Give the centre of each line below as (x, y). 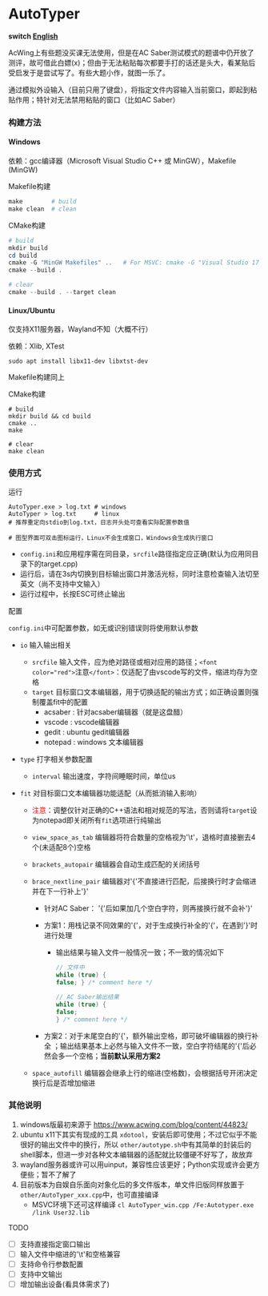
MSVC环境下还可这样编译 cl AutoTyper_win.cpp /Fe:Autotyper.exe (143, 1204)
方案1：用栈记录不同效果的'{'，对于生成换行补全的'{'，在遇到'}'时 (151, 925)
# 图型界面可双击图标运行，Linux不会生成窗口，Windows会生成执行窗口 (111, 538)
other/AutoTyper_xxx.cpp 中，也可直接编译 (89, 1194)
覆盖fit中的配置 (63, 702)
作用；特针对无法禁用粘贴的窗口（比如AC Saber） (97, 99)
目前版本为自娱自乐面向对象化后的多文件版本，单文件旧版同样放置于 (132, 1184)
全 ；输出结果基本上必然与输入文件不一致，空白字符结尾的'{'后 (146, 1045)
